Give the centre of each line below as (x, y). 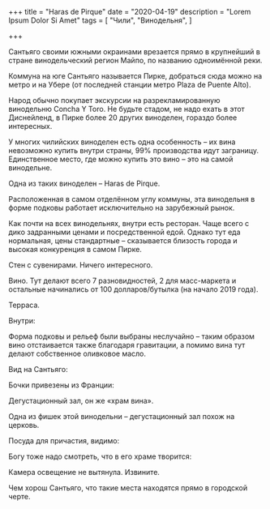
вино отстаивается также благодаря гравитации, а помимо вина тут (127, 345)
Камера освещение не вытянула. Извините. (84, 472)
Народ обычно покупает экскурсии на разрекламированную (114, 100)
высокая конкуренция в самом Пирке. (75, 249)
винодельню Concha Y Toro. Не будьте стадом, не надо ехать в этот (126, 109)
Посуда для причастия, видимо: (64, 441)
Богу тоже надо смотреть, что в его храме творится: (100, 456)
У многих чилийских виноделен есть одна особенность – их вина (122, 142)
